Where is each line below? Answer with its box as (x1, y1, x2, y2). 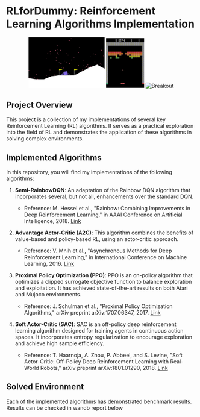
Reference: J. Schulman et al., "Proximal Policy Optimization (23, 303, 173, 310)
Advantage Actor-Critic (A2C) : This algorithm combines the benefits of (14, 229, 194, 236)
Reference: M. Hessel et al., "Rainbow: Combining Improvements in (23, 204, 191, 212)
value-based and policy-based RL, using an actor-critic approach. (14, 235, 179, 242)
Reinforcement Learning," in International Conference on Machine (23, 253, 187, 260)
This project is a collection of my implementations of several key (6, 116, 166, 123)
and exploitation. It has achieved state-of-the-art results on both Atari (14, 284, 188, 292)
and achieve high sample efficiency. (14, 339, 104, 347)
